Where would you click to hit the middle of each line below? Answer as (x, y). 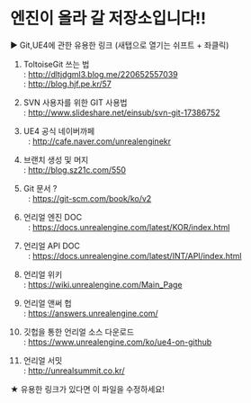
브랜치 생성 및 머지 (56, 159)
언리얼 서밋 (43, 360)
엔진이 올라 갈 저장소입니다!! (108, 18)
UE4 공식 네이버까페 (59, 130)
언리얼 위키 (43, 274)
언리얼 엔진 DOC (53, 217)
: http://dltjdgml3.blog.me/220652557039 (100, 74)
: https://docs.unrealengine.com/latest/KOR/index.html (129, 227)
